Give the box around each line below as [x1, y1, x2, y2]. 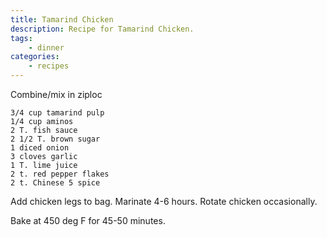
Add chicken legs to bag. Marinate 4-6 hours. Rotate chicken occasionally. [10, 196, 318, 207]
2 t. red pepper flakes [10, 169, 110, 179]
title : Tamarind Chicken [10, 14, 114, 25]
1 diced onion [10, 143, 70, 153]
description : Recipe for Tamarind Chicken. [10, 24, 195, 34]
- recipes [28, 61, 70, 71]
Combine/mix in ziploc [10, 89, 103, 100]
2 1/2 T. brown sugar [10, 134, 101, 144]
